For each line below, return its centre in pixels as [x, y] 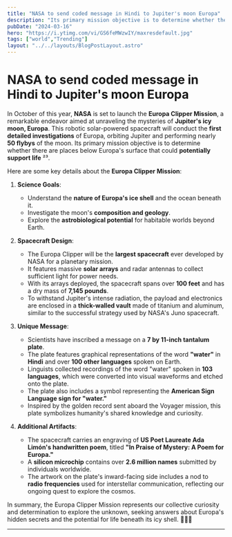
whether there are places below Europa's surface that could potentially [109, 150]
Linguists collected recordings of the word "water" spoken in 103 [120, 369]
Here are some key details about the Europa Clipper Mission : [95, 171]
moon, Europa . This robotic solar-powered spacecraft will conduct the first [114, 128]
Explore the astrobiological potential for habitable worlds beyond [121, 220]
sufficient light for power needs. [73, 276]
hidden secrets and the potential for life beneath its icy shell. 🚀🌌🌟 [100, 519]
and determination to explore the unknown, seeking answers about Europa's [116, 511]
